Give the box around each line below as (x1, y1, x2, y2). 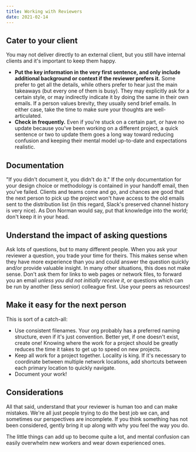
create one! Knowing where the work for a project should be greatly (14, 339, 178, 346)
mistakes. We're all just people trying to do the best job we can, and (6, 409, 170, 416)
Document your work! (14, 370, 67, 378)
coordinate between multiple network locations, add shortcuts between (14, 358, 187, 365)
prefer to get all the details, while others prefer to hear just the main (14, 81, 177, 88)
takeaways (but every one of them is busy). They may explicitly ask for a (14, 87, 190, 94)
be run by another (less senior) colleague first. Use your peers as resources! (6, 283, 190, 290)
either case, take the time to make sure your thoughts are (14, 106, 153, 113)
